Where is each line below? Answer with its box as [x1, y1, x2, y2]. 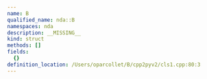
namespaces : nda [7, 23, 53, 30]
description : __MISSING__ [7, 29, 81, 36]
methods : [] [7, 42, 41, 49]
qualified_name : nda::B [7, 16, 75, 23]
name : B [7, 10, 29, 17]
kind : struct [7, 36, 45, 43]
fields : [7, 49, 29, 56]
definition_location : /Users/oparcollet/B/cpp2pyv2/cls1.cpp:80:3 [7, 61, 201, 68]
